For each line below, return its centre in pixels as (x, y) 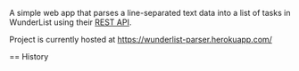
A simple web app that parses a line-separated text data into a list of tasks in (150, 13)
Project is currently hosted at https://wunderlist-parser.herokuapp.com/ (141, 39)
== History (29, 56)
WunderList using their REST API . (71, 22)
